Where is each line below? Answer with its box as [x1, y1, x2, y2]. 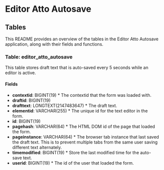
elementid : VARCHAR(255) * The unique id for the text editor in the [12, 108, 148, 113]
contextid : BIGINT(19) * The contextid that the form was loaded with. [12, 92, 152, 98]
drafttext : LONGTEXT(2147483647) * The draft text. [12, 102, 117, 109]
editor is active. [5, 70, 36, 76]
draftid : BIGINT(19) [12, 97, 51, 103]
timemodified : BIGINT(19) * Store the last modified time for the [12, 149, 140, 155]
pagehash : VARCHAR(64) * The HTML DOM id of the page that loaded [12, 123, 155, 129]
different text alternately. [12, 144, 62, 150]
